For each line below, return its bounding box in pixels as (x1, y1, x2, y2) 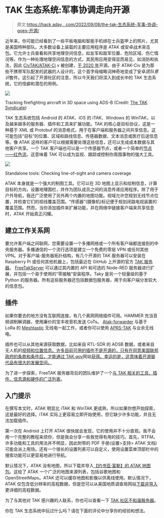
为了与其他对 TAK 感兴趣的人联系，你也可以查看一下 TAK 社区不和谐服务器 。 (5, 498, 159, 503)
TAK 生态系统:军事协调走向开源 (5, 4, 130, 16)
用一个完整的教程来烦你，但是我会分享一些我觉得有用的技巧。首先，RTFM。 (5, 434, 158, 440)
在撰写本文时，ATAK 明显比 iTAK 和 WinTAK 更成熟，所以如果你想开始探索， (5, 405, 158, 411)
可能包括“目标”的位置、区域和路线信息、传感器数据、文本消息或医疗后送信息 (5, 133, 158, 139)
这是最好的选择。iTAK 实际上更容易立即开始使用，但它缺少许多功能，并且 (5, 412, 152, 418)
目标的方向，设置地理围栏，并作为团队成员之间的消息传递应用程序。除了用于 (5, 186, 159, 192)
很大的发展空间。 (18, 359, 52, 365)
